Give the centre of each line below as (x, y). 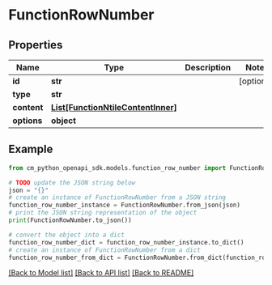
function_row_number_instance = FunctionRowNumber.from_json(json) (125, 205)
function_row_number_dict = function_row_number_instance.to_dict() (126, 242)
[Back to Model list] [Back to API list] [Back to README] (101, 273)
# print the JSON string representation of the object (103, 213)
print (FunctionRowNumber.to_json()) (70, 220)
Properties (36, 45)
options (28, 121)
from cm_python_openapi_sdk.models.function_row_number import (117, 168)
